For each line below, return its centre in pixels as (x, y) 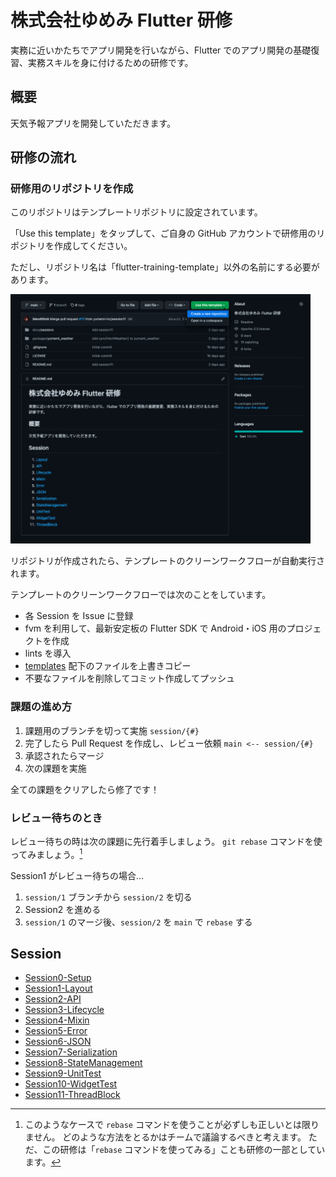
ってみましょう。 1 (46, 853)
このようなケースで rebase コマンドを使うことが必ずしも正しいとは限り (172, 1125)
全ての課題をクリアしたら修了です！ (85, 789)
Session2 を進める (63, 909)
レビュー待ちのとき (56, 818)
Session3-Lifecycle (64, 1010)
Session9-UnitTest (63, 1073)
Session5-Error (56, 1031)
